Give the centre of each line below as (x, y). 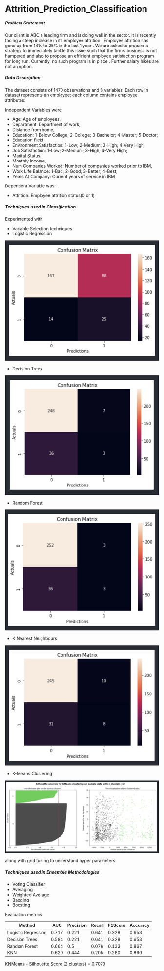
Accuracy (140, 925)
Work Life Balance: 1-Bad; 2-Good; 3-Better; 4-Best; (65, 171)
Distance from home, (33, 130)
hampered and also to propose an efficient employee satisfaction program (80, 56)
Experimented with (24, 219)
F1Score (117, 925)
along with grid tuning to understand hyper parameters (60, 860)
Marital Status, (27, 156)
